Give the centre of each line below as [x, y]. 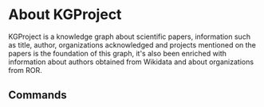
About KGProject [65, 15]
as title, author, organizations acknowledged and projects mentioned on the [132, 44]
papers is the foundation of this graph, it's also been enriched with [118, 53]
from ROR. [25, 70]
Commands [38, 96]
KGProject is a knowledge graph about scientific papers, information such [130, 36]
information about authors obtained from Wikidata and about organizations [131, 62]
